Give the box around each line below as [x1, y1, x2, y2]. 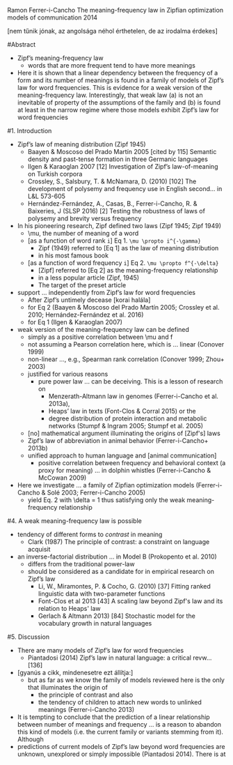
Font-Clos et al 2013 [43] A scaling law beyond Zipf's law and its [38, 597, 223, 605]
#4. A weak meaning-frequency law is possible [7, 517, 143, 525]
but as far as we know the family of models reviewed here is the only [27, 676, 225, 684]
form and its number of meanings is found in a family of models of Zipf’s [17, 76, 225, 84]
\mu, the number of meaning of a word [27, 229, 139, 237]
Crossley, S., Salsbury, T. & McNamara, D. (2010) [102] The [27, 177, 197, 185]
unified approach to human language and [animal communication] [27, 451, 217, 460]
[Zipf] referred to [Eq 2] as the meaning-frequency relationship [38, 266, 218, 274]
